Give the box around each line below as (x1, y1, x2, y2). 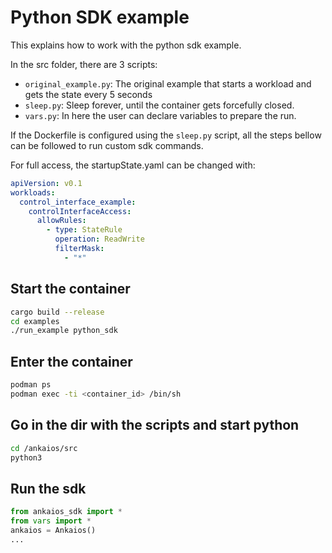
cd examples (10, 316, 60, 326)
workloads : (10, 187, 56, 198)
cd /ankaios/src (10, 443, 78, 453)
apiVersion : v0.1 (10, 178, 83, 188)
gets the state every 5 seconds (24, 88, 153, 100)
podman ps (10, 380, 52, 390)
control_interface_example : (19, 197, 137, 207)
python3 (10, 452, 43, 463)
